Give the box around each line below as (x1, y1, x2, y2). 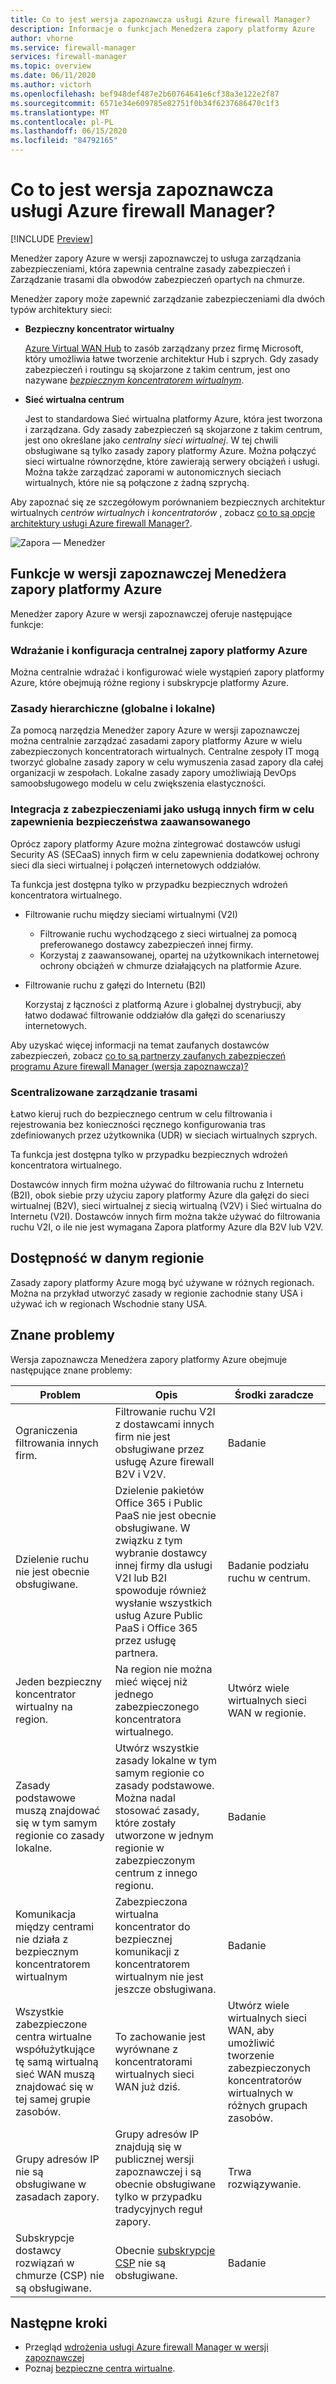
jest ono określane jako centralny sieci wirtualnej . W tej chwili (24, 434, 279, 446)
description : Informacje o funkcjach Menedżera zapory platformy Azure (10, 24, 315, 34)
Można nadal (114, 1791, 176, 1805)
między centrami (15, 1919, 95, 1933)
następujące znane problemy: (10, 1364, 133, 1376)
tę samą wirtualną (15, 2054, 99, 2068)
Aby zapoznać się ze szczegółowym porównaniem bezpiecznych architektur (10, 496, 326, 508)
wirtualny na (15, 1699, 73, 1713)
